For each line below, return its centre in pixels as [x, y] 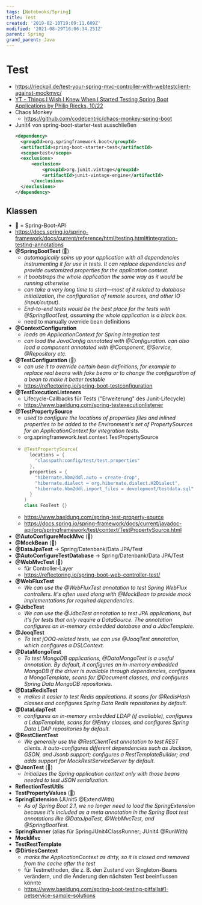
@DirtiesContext [36, 851]
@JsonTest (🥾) [34, 767]
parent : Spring [25, 34]
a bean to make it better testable [64, 379]
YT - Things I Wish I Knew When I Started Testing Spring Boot [92, 99]
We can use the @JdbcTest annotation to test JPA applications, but [108, 613]
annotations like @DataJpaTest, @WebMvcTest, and [89, 818]
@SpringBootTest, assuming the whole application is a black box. [106, 315]
